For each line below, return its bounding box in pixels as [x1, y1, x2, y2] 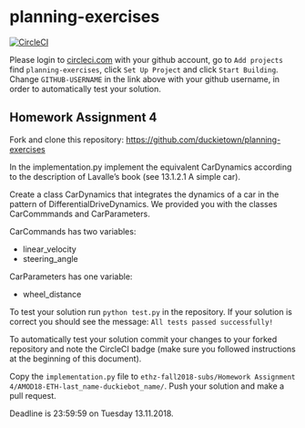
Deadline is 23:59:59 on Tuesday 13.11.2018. [9, 408, 175, 419]
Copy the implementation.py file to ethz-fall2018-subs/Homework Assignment [9, 371, 296, 381]
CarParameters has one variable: [9, 271, 133, 282]
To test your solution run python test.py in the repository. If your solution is [9, 306, 293, 317]
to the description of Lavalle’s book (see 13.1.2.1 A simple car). [9, 171, 241, 182]
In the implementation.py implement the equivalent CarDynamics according [9, 162, 292, 172]
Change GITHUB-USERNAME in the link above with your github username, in [9, 73, 280, 84]
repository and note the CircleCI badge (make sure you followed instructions [9, 343, 296, 354]
